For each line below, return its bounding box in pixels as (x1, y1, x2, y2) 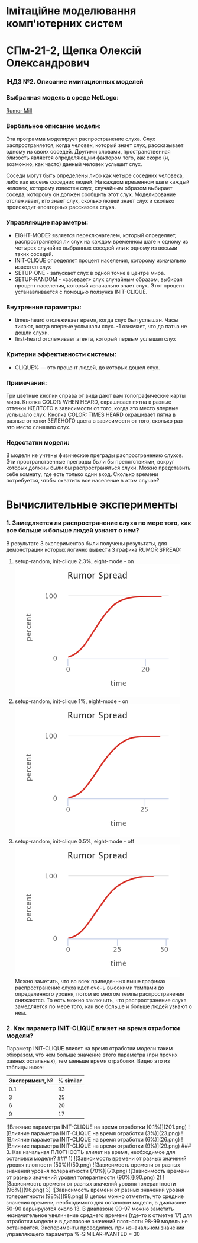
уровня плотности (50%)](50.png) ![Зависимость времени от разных (6, 1161, 180, 1168)
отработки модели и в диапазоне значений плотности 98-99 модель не (6, 1218, 188, 1225)
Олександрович (6, 56, 90, 70)
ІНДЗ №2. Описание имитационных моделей (6, 78, 144, 86)
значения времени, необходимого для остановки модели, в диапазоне (6, 1199, 186, 1206)
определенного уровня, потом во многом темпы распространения (14, 990, 184, 997)
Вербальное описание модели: (6, 122, 102, 130)
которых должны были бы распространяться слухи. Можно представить (6, 464, 191, 472)
